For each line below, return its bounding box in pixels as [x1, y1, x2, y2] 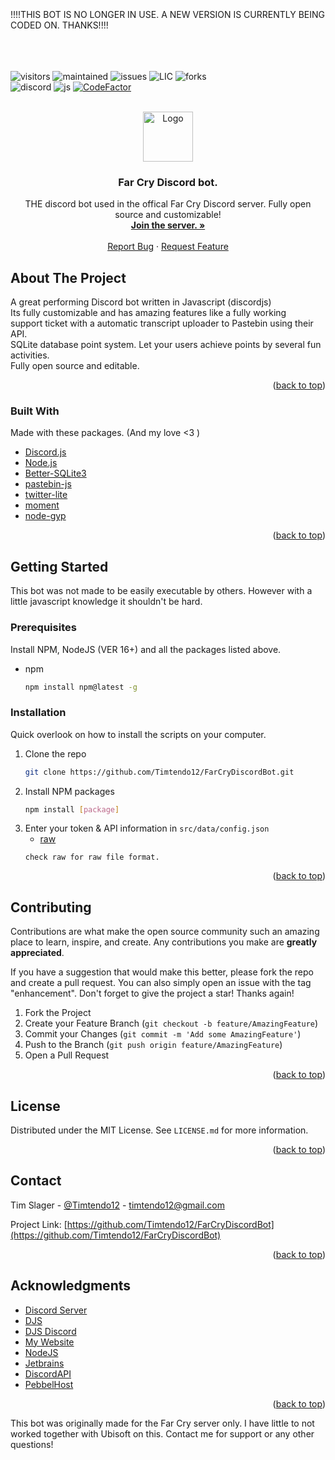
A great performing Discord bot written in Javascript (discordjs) [10, 296, 272, 308]
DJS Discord [24, 1325, 77, 1337]
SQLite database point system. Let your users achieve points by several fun [10, 339, 322, 351]
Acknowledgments [10, 1277, 132, 1295]
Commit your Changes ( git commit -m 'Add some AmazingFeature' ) [24, 1028, 302, 1040]
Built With [10, 404, 60, 418]
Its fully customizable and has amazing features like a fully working [10, 307, 287, 319]
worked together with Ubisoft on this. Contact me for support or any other [10, 1427, 315, 1440]
